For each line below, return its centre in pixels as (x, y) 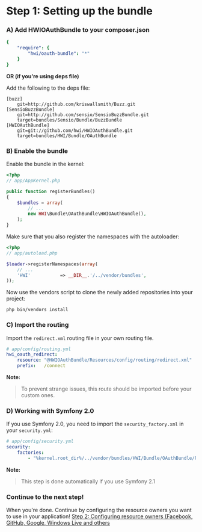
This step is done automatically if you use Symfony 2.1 (88, 481)
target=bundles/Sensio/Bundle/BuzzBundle (69, 120)
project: (16, 298)
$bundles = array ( (40, 203)
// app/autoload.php (32, 253)
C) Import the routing (38, 325)
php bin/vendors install (37, 310)
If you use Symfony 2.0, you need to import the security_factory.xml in (95, 424)
